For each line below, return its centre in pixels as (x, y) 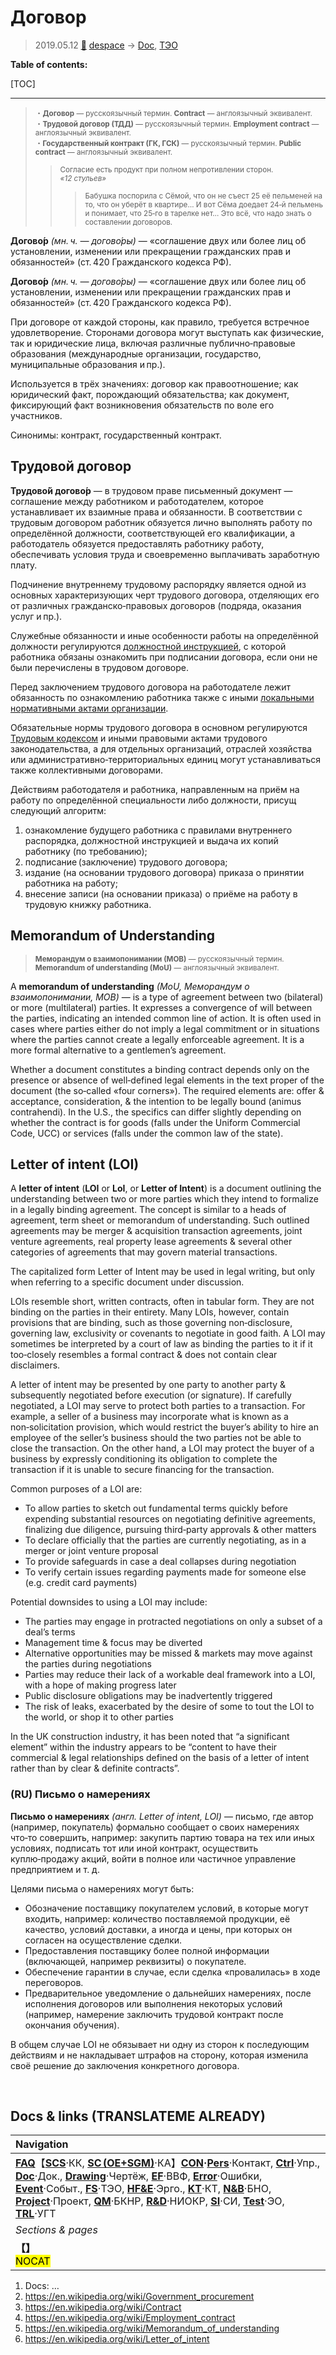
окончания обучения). (72, 2025)
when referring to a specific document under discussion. (127, 1282)
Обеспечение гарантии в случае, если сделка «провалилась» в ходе (172, 1972)
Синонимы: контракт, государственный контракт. (116, 435)
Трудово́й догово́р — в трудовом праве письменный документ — (151, 490)
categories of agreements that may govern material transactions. (144, 1252)
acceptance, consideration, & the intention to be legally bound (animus (156, 1101)
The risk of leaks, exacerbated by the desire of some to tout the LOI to (169, 1707)
